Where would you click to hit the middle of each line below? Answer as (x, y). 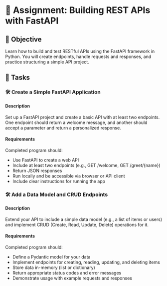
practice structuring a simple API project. (47, 62)
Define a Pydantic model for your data (51, 257)
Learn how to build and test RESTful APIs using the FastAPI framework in (80, 51)
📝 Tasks (18, 78)
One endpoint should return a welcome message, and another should (77, 122)
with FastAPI (32, 21)
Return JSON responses (37, 170)
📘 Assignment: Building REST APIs (78, 10)
